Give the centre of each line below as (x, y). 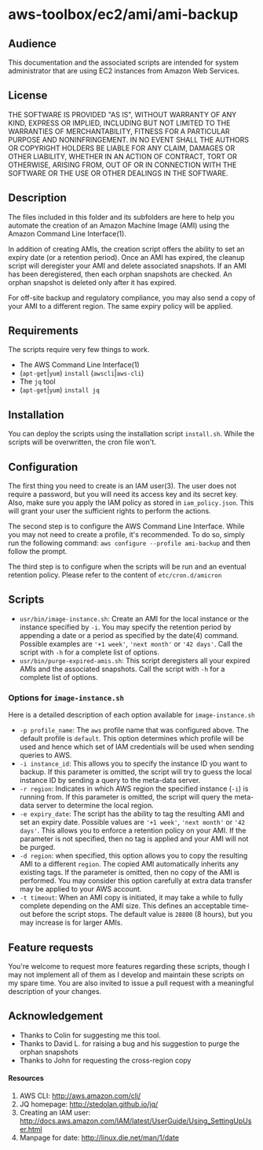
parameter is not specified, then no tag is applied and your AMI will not (134, 839)
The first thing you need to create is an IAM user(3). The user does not (122, 486)
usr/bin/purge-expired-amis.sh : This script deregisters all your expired (135, 660)
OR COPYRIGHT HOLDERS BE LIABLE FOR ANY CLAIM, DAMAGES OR (122, 148)
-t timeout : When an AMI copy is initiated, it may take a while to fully (131, 898)
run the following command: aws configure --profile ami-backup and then (130, 543)
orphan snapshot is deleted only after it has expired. (92, 282)
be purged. (37, 848)
